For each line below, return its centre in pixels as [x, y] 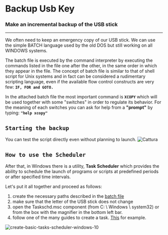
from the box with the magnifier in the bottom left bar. [67, 212]
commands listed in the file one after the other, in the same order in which [81, 66]
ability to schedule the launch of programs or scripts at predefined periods [82, 172]
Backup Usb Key [40, 9]
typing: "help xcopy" [26, 113]
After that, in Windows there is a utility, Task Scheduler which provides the [82, 166]
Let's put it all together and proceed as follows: [54, 187]
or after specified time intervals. [38, 177]
